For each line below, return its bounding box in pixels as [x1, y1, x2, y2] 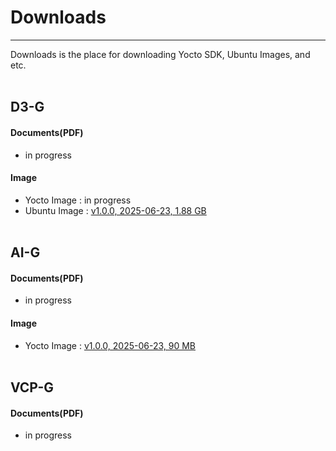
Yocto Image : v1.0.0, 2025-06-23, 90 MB [24, 339, 197, 351]
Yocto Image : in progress [24, 194, 132, 206]
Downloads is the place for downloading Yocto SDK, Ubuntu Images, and [10, 48, 311, 60]
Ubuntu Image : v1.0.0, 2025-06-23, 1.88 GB [24, 204, 207, 216]
